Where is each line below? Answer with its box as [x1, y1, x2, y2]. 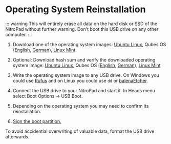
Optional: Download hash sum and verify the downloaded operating [12, 56, 156, 63]
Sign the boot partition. [12, 118, 61, 124]
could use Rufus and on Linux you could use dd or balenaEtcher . [12, 77, 148, 84]
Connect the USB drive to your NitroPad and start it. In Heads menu [12, 87, 155, 93]
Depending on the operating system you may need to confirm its [12, 102, 149, 109]
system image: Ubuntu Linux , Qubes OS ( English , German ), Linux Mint [12, 62, 161, 68]
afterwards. [5, 133, 30, 139]
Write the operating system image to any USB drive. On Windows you [12, 72, 160, 78]
